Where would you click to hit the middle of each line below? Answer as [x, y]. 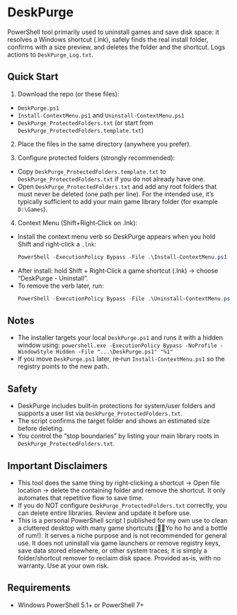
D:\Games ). [33, 209]
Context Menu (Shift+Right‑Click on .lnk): [77, 222]
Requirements [39, 588]
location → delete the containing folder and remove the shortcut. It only [121, 490]
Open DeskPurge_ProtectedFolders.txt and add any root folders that [117, 186]
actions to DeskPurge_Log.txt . [51, 55]
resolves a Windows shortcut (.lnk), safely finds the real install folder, [108, 39]
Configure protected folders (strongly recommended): [96, 157]
